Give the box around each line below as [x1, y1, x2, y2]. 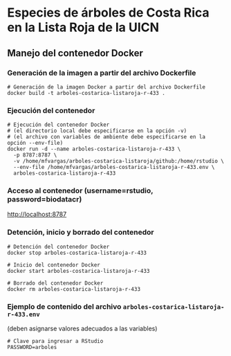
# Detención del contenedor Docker [7, 243, 110, 250]
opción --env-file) [7, 140, 64, 147]
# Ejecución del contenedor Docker [7, 121, 110, 129]
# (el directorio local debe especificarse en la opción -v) [7, 127, 187, 134]
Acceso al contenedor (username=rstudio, [7, 186, 154, 195]
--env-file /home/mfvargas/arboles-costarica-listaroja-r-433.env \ [13, 164, 215, 171]
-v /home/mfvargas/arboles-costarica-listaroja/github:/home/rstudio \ [13, 158, 225, 165]
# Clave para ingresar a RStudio [7, 338, 104, 345]
